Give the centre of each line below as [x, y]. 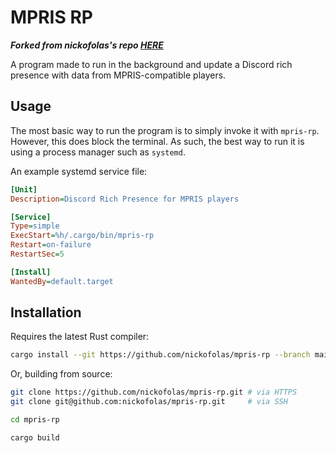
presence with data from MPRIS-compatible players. [118, 75]
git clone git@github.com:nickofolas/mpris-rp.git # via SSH [149, 402]
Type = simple [35, 226]
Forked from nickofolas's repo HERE [87, 45]
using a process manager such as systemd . [98, 152]
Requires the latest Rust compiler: [80, 337]
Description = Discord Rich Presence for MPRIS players [125, 199]
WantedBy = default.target [62, 281]
